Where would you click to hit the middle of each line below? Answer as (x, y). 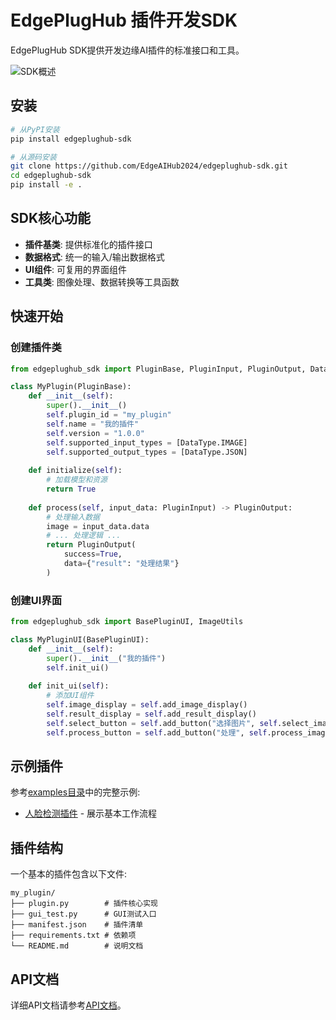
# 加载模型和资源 (77, 480)
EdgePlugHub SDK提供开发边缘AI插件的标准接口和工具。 (127, 50)
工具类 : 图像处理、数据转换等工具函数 (102, 282)
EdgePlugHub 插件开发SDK (124, 20)
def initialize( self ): (75, 471)
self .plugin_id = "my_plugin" (109, 415)
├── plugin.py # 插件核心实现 (84, 904)
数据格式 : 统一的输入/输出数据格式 (94, 257)
